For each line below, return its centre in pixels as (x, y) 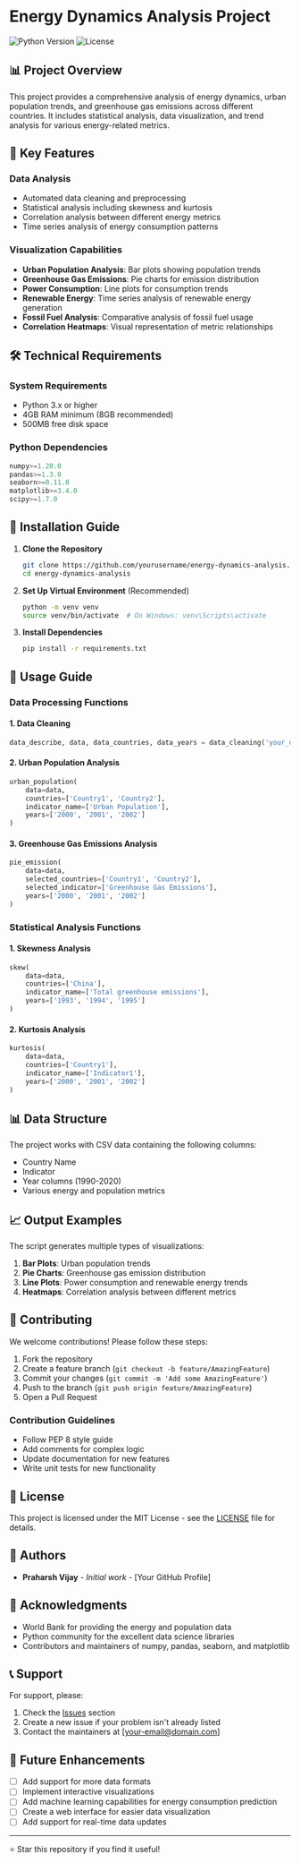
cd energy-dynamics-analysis (76, 573)
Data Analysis (40, 179)
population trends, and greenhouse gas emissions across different (131, 106)
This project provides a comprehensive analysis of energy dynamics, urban (148, 97)
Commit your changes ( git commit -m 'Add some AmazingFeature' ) (145, 1378)
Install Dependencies (62, 632)
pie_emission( (36, 863)
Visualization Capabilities (66, 250)
